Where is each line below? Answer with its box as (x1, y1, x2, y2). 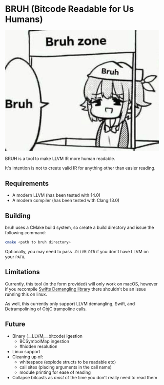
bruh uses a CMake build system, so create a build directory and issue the (5, 224, 155, 230)
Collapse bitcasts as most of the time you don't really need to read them (12, 374, 158, 380)
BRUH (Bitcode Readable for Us (5, 3, 134, 15)
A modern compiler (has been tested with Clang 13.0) (12, 198, 120, 203)
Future (5, 320, 26, 328)
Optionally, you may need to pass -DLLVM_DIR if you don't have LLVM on (5, 248, 149, 254)
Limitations (5, 268, 40, 276)
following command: (5, 230, 46, 236)
